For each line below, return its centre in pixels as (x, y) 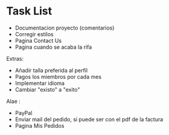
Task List (29, 11)
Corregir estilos (34, 34)
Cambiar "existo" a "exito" (47, 89)
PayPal (24, 113)
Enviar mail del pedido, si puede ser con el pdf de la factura (89, 119)
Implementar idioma (40, 83)
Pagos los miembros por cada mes (58, 77)
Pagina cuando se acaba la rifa (53, 47)
